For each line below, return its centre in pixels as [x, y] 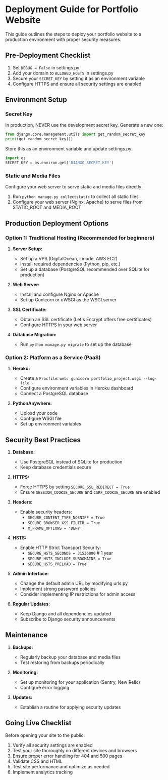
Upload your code [39, 413]
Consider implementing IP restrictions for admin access [78, 594]
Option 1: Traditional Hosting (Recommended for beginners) [80, 238]
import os [16, 158]
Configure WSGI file [41, 418]
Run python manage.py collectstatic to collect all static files [75, 197]
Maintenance [26, 635]
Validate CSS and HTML [38, 761]
